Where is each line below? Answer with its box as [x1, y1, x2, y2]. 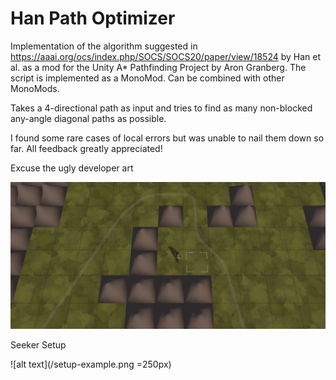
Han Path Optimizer [10, 7, 176, 30]
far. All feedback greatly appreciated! [10, 142, 163, 154]
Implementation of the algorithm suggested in [10, 40, 198, 52]
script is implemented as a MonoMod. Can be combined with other [10, 72, 285, 84]
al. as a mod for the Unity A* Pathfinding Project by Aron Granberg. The [10, 61, 307, 73]
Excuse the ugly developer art [10, 162, 134, 174]
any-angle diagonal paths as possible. [10, 112, 167, 124]
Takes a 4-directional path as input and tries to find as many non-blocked [10, 102, 313, 114]
